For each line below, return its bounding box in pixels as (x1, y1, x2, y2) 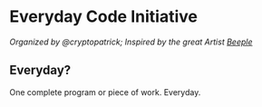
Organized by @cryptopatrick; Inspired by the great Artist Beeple (9, 36, 253, 47)
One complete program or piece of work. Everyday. (9, 86, 201, 97)
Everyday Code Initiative (9, 6, 198, 27)
